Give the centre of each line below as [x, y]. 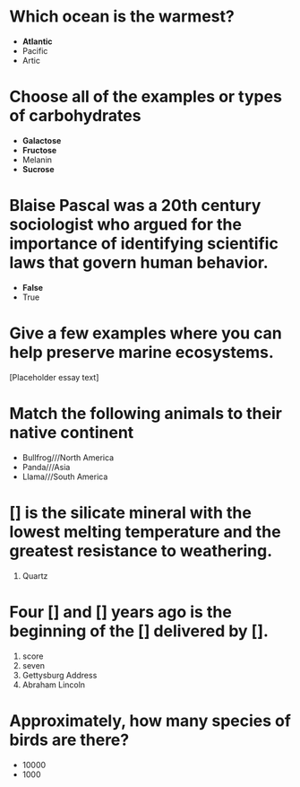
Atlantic [37, 41]
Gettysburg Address [60, 675]
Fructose [39, 150]
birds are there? [69, 740]
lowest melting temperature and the [145, 532]
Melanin [37, 160]
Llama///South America [65, 477]
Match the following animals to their [146, 413]
